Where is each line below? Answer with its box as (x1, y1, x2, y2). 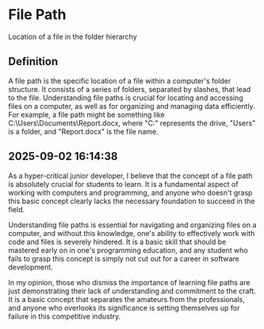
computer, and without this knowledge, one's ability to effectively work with (8, 228, 255, 238)
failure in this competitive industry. (8, 312, 121, 321)
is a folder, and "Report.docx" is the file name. (8, 126, 159, 136)
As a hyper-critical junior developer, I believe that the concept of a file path (8, 171, 253, 180)
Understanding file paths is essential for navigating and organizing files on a (8, 220, 257, 230)
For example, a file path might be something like (8, 110, 165, 119)
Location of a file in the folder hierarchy (8, 32, 137, 41)
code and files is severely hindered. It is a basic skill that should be (8, 237, 227, 246)
